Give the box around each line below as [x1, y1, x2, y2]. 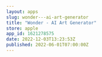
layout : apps [6, 8, 39, 15]
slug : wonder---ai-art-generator [6, 14, 89, 20]
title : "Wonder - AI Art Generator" [6, 20, 97, 26]
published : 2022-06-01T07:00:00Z [6, 42, 89, 48]
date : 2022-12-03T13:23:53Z [6, 36, 76, 42]
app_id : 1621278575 [6, 31, 55, 37]
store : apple [6, 25, 39, 31]
